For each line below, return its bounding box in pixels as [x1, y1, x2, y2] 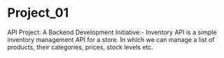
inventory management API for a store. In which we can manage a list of [7, 35, 215, 43]
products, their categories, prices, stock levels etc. [7, 43, 154, 51]
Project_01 [7, 5, 69, 21]
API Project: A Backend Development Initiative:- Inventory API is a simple [7, 28, 217, 36]
